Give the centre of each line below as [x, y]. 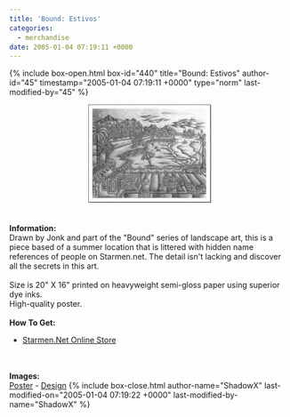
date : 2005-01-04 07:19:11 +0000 [71, 47]
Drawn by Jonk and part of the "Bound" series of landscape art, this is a [141, 238]
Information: [33, 229]
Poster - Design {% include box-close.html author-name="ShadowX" [136, 386]
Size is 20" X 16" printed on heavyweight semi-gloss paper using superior [145, 285]
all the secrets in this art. [54, 266]
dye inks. [26, 294]
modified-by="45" [42, 92]
